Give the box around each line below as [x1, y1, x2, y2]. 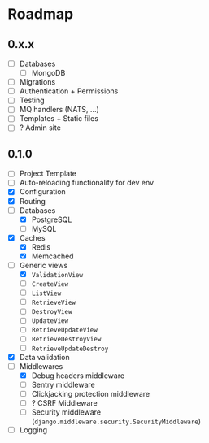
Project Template [19, 168, 77, 179]
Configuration [19, 187, 66, 197]
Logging [19, 425, 48, 435]
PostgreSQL [31, 215, 72, 224]
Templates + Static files [19, 114, 99, 124]
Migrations [19, 77, 56, 87]
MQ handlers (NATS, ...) [19, 105, 99, 115]
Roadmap [7, 5, 74, 24]
